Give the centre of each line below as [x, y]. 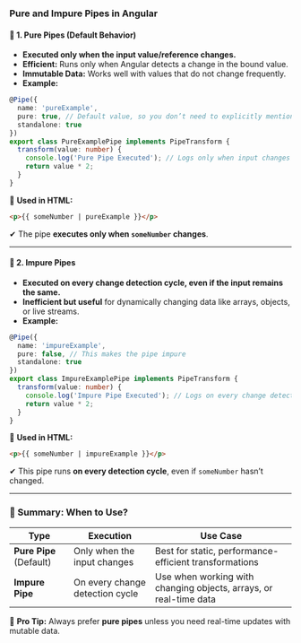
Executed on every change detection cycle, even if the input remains [153, 282]
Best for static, [186, 551]
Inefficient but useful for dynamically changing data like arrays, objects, [156, 301]
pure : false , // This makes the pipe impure [102, 354]
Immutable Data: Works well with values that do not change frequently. [154, 74]
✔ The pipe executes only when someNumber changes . [109, 234]
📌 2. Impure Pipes [43, 263]
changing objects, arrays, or [214, 587]
